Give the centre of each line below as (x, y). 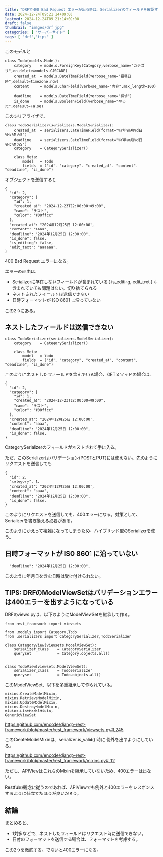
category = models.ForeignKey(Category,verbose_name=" (74, 66)
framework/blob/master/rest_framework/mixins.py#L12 (60, 761)
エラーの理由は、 (22, 271)
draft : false (18, 23)
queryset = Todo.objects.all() (57, 675)
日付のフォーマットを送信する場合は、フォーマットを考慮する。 (76, 839)
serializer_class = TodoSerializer (53, 671)
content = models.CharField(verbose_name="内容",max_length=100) (85, 86)
